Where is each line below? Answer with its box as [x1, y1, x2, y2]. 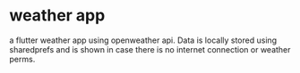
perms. [9, 53, 36, 64]
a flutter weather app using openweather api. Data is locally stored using [9, 35, 278, 45]
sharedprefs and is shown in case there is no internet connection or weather [9, 44, 291, 54]
